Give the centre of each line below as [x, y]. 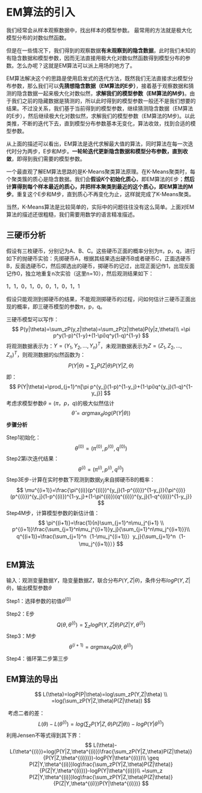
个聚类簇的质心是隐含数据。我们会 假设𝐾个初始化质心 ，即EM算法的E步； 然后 [100, 179]
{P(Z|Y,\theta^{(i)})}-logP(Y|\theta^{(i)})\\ [90, 770]
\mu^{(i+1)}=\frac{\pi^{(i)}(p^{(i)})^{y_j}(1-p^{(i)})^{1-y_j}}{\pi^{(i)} [105, 490]
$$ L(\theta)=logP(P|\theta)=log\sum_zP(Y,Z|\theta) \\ [101, 694]
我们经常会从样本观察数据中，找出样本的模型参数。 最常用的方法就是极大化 [99, 30]
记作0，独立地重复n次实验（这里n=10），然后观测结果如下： [80, 273]
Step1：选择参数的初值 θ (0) [38, 600]
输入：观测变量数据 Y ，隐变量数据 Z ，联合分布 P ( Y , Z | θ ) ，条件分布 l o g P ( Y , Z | [98, 581]
